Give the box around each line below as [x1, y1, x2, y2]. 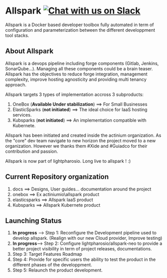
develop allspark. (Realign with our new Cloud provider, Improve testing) [12, 235, 162, 241]
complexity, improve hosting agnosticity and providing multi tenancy [5, 76, 147, 82]
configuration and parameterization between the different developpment [5, 27, 155, 33]
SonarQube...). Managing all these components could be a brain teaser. [5, 65, 153, 71]
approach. [5, 81, 27, 87]
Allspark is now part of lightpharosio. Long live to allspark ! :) [5, 158, 131, 164]
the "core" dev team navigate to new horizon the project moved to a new [5, 137, 156, 143]
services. [12, 112, 32, 118]
